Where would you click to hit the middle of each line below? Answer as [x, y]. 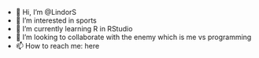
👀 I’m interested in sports [56, 20]
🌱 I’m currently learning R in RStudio [74, 29]
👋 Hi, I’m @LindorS [46, 12]
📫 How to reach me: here [57, 46]
